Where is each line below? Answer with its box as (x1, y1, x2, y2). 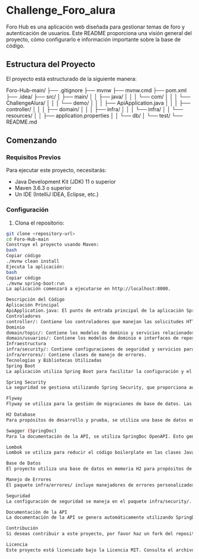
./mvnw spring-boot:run (6, 280, 65, 286)
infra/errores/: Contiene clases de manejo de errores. (6, 352, 147, 358)
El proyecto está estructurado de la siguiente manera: (6, 75, 137, 82)
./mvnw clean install (6, 258, 60, 264)
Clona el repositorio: (14, 219, 65, 226)
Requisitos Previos (6, 153, 61, 162)
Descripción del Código (6, 296, 65, 303)
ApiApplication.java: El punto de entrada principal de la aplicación (6, 308, 184, 314)
